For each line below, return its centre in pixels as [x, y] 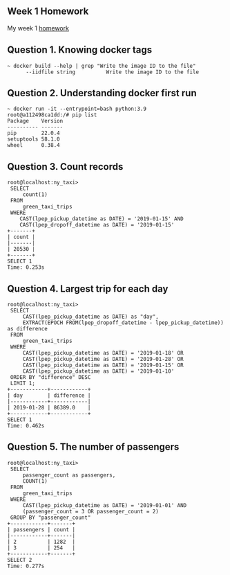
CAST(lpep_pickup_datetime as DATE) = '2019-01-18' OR [103, 353]
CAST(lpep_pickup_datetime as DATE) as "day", [90, 317]
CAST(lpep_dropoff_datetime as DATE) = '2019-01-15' [97, 225]
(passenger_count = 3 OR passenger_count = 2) [90, 511]
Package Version [35, 121]
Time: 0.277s [26, 566]
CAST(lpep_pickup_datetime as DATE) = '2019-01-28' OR [103, 360]
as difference [28, 329]
